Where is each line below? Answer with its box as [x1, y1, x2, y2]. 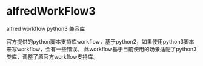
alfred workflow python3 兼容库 [6, 25, 85, 32]
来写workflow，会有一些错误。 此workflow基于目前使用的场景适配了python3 [6, 45, 197, 53]
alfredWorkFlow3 [6, 4, 96, 18]
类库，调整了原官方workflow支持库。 [6, 53, 99, 60]
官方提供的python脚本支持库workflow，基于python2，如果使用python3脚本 [6, 38, 195, 45]
